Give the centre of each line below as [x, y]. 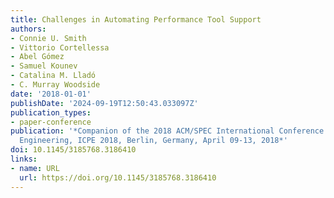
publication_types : [51, 112]
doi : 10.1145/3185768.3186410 [73, 150]
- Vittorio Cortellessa [60, 47]
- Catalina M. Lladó [53, 76]
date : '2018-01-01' [51, 94]
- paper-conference [51, 122]
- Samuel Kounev [44, 66]
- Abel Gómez [37, 57]
